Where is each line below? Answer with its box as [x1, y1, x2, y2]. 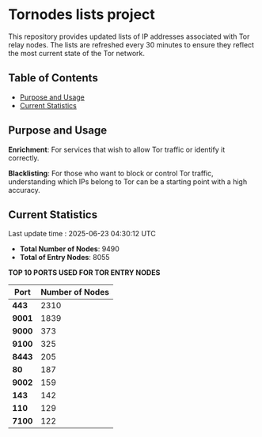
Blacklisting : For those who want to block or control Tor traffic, [8, 168, 214, 178]
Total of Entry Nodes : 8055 [19, 253, 110, 262]
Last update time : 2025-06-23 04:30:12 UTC [8, 229, 156, 239]
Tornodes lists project [8, 6, 156, 24]
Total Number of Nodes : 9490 [19, 244, 120, 254]
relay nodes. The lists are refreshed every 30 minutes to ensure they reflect [8, 40, 255, 49]
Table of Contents [8, 71, 99, 85]
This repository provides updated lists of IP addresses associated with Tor [8, 32, 250, 41]
